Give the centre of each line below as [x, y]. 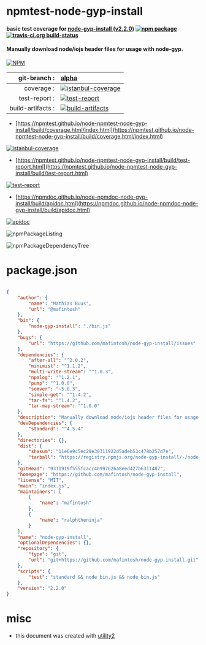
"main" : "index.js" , [44, 486]
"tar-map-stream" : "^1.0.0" [64, 406]
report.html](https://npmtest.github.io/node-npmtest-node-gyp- [96, 166]
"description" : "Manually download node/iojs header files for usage [108, 418]
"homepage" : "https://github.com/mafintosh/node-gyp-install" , [100, 474]
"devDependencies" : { [45, 423]
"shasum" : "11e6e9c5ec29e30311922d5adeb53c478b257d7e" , [101, 452]
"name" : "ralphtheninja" [71, 520]
